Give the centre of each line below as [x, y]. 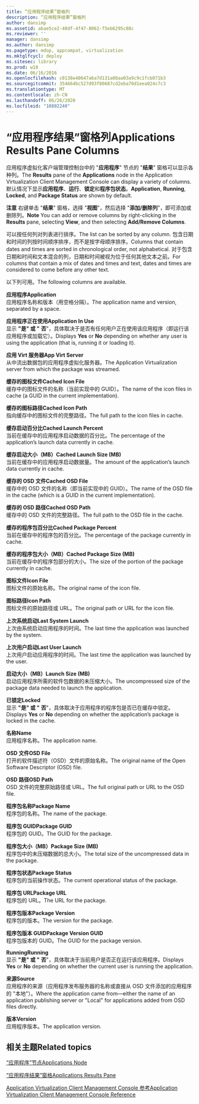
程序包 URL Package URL [37, 893]
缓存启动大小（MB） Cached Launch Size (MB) [64, 454]
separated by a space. [34, 309]
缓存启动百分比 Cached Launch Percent [55, 428]
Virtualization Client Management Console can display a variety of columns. [99, 182]
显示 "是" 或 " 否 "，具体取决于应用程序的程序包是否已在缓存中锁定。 [90, 708]
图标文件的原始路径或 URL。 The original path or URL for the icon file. [91, 608]
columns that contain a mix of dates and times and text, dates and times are [99, 264]
